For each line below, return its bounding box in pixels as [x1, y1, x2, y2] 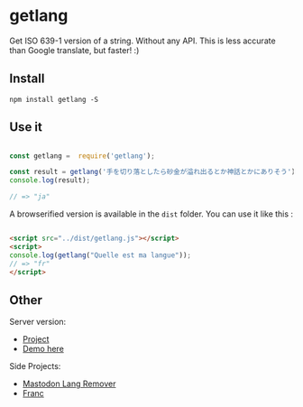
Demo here [22, 344, 65, 355]
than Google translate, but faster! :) [9, 44, 140, 55]
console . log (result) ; [9, 176, 91, 185]
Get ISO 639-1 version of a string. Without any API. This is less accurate [9, 35, 277, 46]
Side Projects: [9, 361, 61, 372]
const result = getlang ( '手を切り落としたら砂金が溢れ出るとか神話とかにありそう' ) [9, 168, 296, 177]
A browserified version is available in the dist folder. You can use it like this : [9, 208, 294, 219]
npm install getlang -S [9, 95, 99, 104]
